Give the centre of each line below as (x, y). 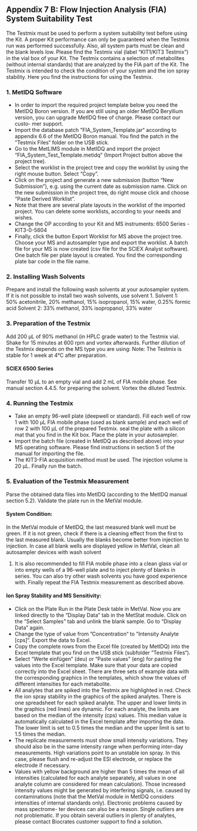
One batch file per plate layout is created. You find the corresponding (98, 255)
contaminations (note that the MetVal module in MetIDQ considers (94, 796)
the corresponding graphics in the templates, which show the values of (100, 677)
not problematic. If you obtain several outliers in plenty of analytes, (95, 815)
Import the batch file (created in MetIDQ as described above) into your (99, 441)
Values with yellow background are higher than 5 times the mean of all (99, 772)
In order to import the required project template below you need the (96, 105)
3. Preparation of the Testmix (48, 323)
